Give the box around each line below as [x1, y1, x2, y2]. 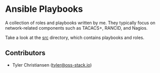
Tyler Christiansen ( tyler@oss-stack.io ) [12, 62, 92, 68]
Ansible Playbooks [5, 3, 83, 15]
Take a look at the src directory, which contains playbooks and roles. [5, 35, 144, 40]
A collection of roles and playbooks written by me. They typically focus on [5, 20, 156, 26]
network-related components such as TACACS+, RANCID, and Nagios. [5, 25, 148, 31]
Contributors [5, 49, 46, 57]
